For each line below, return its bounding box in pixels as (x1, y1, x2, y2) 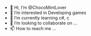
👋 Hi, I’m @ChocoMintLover (9, 5, 67, 10)
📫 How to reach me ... (9, 26, 56, 31)
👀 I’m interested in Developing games (9, 10, 87, 16)
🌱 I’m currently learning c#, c (9, 15, 70, 20)
